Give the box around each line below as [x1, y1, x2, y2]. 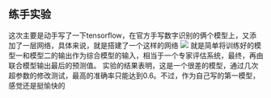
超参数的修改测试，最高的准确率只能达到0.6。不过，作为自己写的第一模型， [8, 71, 260, 80]
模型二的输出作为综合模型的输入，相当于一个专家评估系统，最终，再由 [29, 51, 264, 60]
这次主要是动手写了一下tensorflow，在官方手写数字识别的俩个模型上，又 [8, 31, 250, 40]
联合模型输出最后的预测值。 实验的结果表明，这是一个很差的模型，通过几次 [8, 60, 259, 70]
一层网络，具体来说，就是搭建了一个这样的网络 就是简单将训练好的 [22, 40, 255, 50]
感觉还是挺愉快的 [8, 80, 66, 90]
